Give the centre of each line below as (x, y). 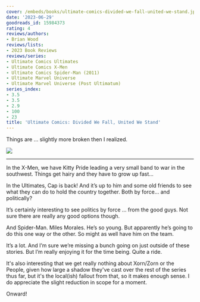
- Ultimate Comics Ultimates (42, 61)
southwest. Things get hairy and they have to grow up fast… (80, 174)
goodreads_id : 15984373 (36, 23)
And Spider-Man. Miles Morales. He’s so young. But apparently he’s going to (100, 228)
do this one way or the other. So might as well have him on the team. (90, 234)
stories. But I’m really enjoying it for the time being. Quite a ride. (84, 252)
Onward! (17, 294)
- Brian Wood (22, 39)
